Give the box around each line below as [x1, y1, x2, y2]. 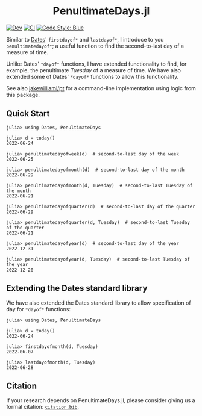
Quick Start [6, 108, 50, 119]
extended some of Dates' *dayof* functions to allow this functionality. [6, 73, 179, 80]
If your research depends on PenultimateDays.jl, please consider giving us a [6, 397, 195, 404]
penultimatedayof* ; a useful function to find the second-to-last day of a [6, 42, 184, 49]
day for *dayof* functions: [6, 305, 71, 312]
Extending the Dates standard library [6, 283, 148, 293]
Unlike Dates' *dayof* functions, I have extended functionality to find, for [6, 60, 187, 67]
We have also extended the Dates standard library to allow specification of [6, 299, 191, 306]
